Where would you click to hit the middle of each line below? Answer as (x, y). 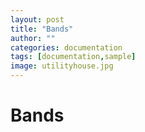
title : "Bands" (42, 29)
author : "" (33, 38)
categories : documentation (66, 47)
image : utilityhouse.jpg (62, 66)
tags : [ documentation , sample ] (73, 57)
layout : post (37, 19)
